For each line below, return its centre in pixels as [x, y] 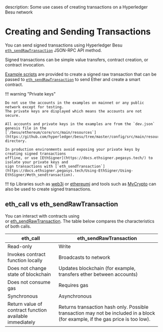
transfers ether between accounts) [98, 274]
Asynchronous [75, 296]
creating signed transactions [36, 154]
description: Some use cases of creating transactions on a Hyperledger [76, 7]
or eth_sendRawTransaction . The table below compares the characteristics [80, 221]
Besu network [19, 12]
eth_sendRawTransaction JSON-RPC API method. [53, 50]
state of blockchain [29, 274]
